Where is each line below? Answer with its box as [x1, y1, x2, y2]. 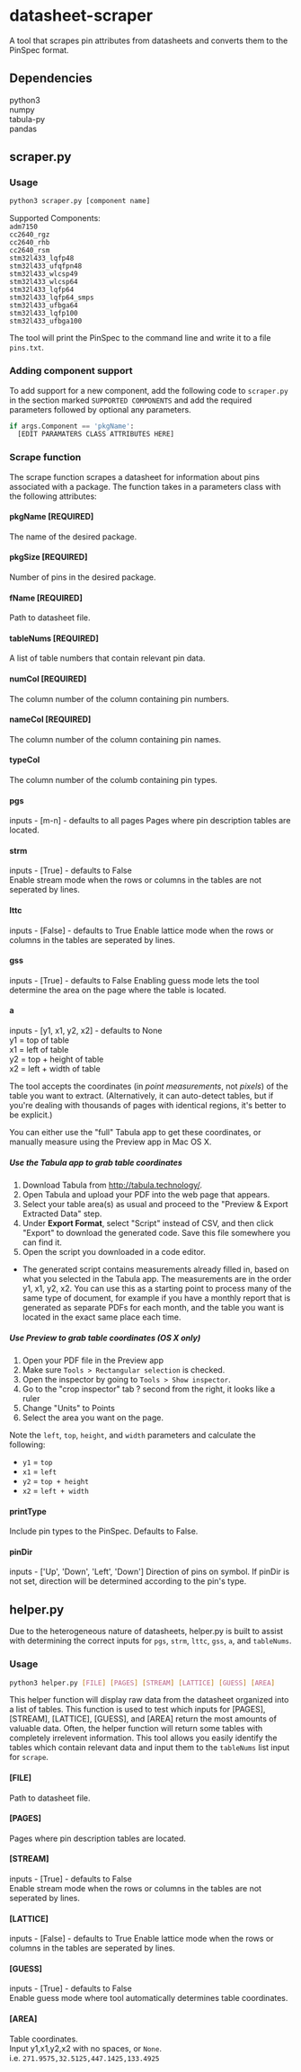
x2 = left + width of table [9, 1063, 101, 1074]
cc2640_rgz [9, 230, 50, 239]
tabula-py [9, 113, 46, 124]
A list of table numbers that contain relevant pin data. [9, 653, 206, 663]
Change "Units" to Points [22, 1403, 115, 1414]
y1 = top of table [9, 1035, 70, 1045]
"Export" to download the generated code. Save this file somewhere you [22, 1228, 291, 1239]
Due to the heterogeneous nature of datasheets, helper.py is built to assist [9, 1626, 284, 1637]
